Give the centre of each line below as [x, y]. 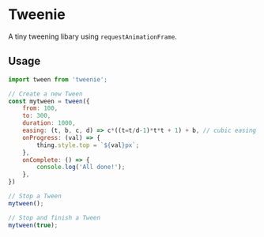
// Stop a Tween [35, 196]
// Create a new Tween [45, 94]
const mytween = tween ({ [49, 101]
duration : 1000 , [49, 123]
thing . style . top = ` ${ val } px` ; [88, 145]
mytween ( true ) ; [33, 225]
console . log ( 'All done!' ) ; [81, 167]
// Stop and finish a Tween [55, 218]
